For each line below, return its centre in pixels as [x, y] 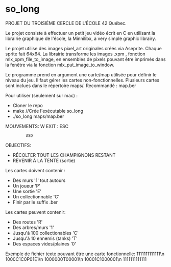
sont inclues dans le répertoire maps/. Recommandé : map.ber [71, 86]
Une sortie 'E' [27, 191]
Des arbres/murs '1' [33, 227]
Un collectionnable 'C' [36, 197]
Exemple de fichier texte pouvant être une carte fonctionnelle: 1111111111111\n [85, 254]
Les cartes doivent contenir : [35, 170]
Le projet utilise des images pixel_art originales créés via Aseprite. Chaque [83, 48]
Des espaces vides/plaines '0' [44, 243]
